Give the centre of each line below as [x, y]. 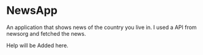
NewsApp [32, 11]
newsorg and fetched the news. [46, 33]
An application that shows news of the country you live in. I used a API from [102, 27]
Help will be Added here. [37, 45]
